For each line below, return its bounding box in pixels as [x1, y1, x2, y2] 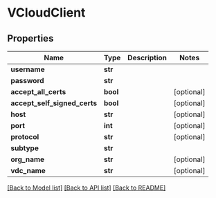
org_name [10, 154, 45, 164]
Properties [7, 33, 54, 44]
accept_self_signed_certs [10, 98, 98, 108]
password [10, 76, 44, 85]
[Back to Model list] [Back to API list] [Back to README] [7, 183, 166, 192]
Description [127, 53, 168, 62]
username [10, 64, 45, 74]
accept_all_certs [10, 87, 66, 96]
